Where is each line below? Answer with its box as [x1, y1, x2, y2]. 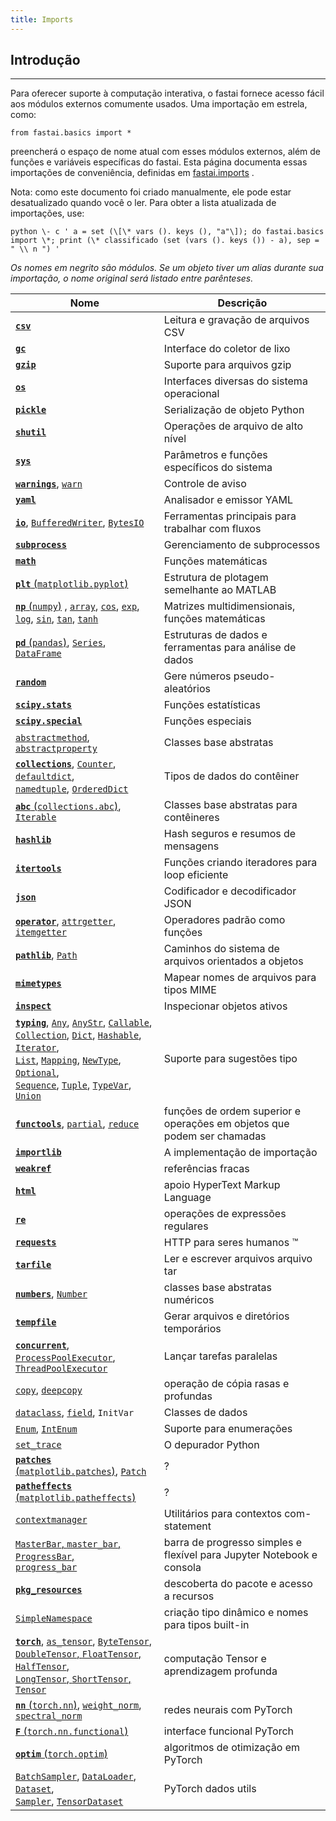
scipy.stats [15, 699, 73, 711]
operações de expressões [163, 1207, 287, 1221]
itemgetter [15, 927, 67, 938]
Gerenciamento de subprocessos [163, 538, 321, 552]
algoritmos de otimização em [163, 1741, 301, 1755]
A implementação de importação [163, 1146, 318, 1160]
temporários [163, 1322, 222, 1336]
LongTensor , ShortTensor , [15, 1672, 132, 1686]
